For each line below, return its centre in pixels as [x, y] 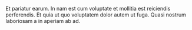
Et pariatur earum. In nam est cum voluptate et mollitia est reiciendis [88, 9]
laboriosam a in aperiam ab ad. [43, 21]
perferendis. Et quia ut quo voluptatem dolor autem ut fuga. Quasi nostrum [96, 15]
